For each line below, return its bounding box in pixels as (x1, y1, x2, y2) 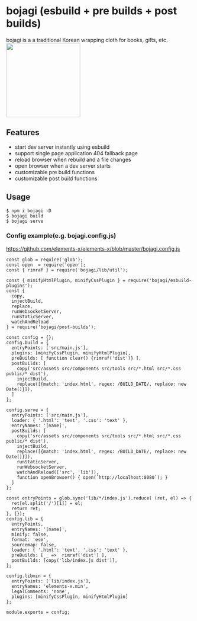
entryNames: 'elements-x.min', (11, 583, 89, 589)
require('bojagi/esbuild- (128, 277, 192, 283)
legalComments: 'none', (11, 588, 70, 594)
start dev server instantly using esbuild (14, 143, 110, 151)
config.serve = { (6, 407, 49, 413)
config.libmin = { (6, 573, 51, 579)
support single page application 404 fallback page (14, 149, 138, 156)
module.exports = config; (6, 609, 70, 615)
